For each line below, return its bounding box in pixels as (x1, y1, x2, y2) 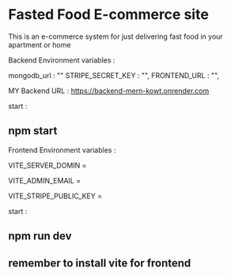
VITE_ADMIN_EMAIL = (8, 175, 81, 185)
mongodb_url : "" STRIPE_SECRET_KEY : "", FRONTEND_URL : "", (8, 70, 220, 80)
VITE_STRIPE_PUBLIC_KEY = (8, 191, 103, 201)
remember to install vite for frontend (8, 256, 191, 269)
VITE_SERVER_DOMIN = (8, 160, 87, 170)
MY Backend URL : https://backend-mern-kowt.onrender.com (8, 85, 210, 96)
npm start (8, 124, 58, 137)
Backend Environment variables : (8, 55, 116, 65)
